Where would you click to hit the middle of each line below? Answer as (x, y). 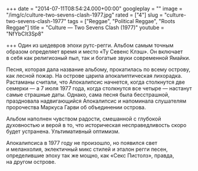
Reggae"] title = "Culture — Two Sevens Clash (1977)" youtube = (85, 27)
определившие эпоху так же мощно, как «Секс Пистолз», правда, (90, 156)
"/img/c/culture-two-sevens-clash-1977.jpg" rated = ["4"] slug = (84, 15)
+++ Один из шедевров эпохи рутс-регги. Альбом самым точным (90, 45)
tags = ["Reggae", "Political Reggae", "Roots (121, 21)
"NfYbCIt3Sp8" (25, 34)
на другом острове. (31, 162)
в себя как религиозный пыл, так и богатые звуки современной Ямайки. (98, 58)
